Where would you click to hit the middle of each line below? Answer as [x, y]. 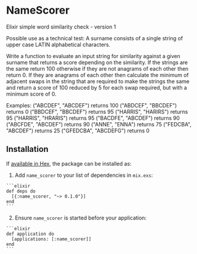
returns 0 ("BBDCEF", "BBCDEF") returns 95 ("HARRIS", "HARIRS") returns [97, 112]
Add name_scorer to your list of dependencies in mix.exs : [84, 175]
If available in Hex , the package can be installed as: [69, 163]
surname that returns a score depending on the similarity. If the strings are [97, 62]
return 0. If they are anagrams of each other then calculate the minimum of [97, 75]
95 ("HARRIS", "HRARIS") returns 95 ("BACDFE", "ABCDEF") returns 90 [93, 118]
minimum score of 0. [31, 94]
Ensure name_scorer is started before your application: [81, 218]
